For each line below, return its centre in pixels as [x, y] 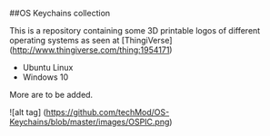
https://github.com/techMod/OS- [108, 112]
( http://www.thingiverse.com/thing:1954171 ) [91, 50]
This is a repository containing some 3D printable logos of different [135, 30]
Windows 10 [45, 77]
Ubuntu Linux [48, 68]
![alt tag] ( [28, 112]
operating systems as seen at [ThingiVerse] [91, 40]
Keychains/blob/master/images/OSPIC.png [90, 122]
